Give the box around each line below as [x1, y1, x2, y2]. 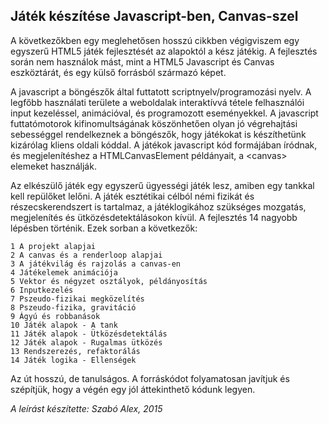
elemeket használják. [10, 160, 97, 172]
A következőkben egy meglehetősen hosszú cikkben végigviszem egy [10, 34, 300, 46]
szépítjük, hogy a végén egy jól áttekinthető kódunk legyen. [10, 383, 256, 395]
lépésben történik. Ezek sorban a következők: [10, 222, 198, 234]
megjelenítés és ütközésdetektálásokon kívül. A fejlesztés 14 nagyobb [10, 211, 298, 223]
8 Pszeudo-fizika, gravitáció [10, 302, 137, 313]
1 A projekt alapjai [10, 241, 97, 251]
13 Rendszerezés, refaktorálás [10, 346, 141, 356]
